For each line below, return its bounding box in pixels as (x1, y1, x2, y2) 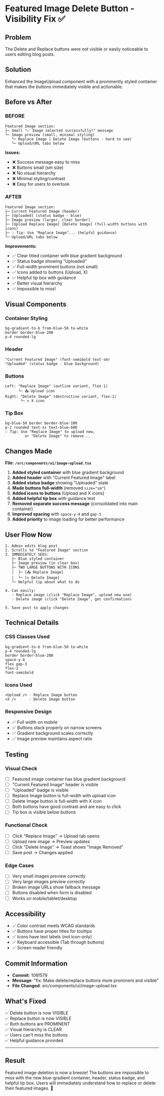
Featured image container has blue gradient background (12, 776, 126, 782)
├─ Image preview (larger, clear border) (5, 217, 91, 222)
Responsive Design (5, 708, 52, 715)
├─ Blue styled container (11, 556, 64, 561)
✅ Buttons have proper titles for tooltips (12, 929, 92, 934)
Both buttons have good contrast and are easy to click (12, 804, 122, 810)
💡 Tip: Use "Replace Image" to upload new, (5, 429, 95, 434)
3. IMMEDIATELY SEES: (5, 552, 49, 557)
